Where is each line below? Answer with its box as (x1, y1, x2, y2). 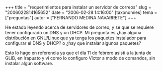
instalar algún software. (5, 61, 54, 66)
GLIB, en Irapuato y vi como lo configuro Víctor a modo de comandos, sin (5, 55, 156, 61)
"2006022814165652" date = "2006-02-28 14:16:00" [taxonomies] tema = (5, 9, 158, 15)
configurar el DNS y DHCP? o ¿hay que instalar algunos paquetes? (5, 40, 142, 46)
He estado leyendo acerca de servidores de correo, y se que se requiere (5, 24, 154, 30)
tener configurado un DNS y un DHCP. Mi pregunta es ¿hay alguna (5, 30, 142, 35)
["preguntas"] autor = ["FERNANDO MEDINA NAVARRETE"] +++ (5, 15, 137, 20)
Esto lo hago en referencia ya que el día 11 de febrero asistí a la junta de (5, 50, 152, 56)
